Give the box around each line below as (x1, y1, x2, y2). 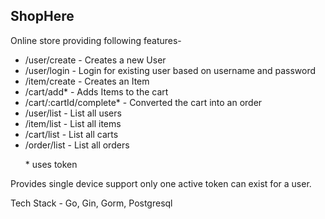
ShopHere (10, 8, 75, 25)
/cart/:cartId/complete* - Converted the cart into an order (24, 96, 263, 108)
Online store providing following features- (10, 34, 182, 46)
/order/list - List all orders (24, 139, 130, 151)
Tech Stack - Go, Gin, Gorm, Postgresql (10, 197, 173, 209)
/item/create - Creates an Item (24, 75, 150, 87)
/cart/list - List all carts (24, 128, 119, 140)
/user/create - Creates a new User (24, 54, 167, 66)
